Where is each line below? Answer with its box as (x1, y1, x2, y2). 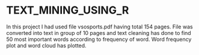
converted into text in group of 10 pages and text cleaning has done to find (6, 29, 191, 36)
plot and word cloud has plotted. (6, 42, 87, 49)
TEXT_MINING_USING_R (6, 4, 129, 17)
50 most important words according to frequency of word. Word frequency (6, 35, 192, 43)
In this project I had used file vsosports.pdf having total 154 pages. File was (6, 23, 194, 30)
